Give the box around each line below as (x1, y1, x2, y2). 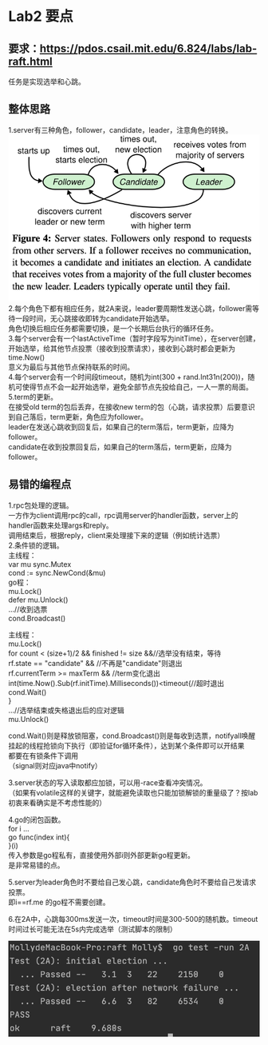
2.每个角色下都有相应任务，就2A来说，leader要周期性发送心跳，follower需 (8, 303, 253, 313)
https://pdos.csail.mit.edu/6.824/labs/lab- (39, 42, 258, 55)
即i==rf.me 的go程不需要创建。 (8, 897, 110, 907)
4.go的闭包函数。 (8, 815, 65, 824)
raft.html (8, 54, 53, 68)
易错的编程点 (8, 477, 72, 492)
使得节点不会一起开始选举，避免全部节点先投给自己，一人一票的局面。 (22, 381, 253, 392)
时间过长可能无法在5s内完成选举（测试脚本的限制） (8, 924, 177, 934)
